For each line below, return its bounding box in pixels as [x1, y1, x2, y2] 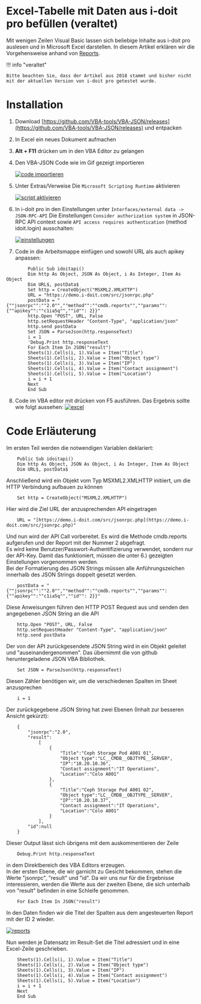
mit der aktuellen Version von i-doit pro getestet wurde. [6, 78, 157, 84]
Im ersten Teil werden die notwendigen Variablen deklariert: [6, 444, 154, 451]
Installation [6, 98, 64, 112]
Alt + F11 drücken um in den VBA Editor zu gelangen [14, 147, 144, 154]
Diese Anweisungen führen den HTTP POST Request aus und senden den [6, 603, 189, 611]
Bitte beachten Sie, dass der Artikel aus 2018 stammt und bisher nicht [6, 73, 192, 79]
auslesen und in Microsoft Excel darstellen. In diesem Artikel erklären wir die [6, 43, 195, 50]
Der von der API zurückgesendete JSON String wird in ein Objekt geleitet [6, 642, 187, 650]
